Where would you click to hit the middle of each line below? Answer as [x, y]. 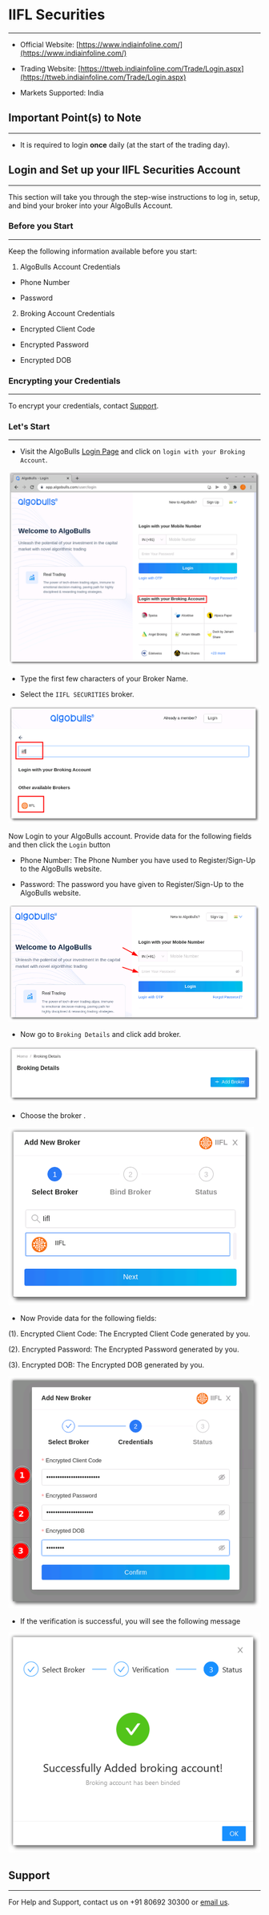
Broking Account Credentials [67, 313]
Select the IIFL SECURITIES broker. [77, 694]
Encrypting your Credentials [64, 380]
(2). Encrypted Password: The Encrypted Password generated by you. [124, 1349]
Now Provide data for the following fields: [88, 1319]
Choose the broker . [53, 1116]
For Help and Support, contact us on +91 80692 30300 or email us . [119, 1902]
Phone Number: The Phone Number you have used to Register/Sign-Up [138, 860]
